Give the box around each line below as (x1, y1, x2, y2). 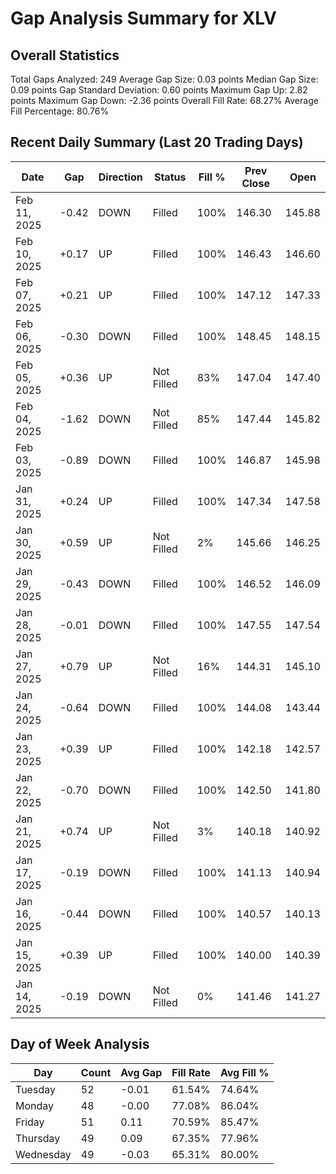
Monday (15, 1098, 55, 1112)
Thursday (15, 1131, 61, 1145)
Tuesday (15, 1082, 56, 1096)
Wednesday (15, 1147, 72, 1161)
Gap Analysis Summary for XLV (10, 7, 277, 30)
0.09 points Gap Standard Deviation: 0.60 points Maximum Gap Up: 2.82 (10, 84, 308, 96)
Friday (15, 1115, 45, 1129)
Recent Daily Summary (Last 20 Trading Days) (10, 134, 304, 151)
